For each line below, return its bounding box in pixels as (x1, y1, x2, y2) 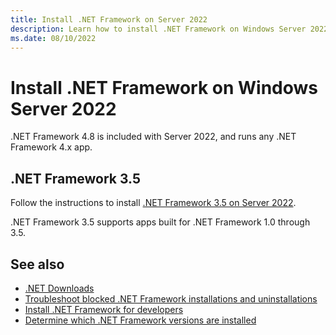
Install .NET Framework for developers (24, 303, 184, 315)
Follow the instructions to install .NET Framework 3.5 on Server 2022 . (10, 197, 297, 209)
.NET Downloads (24, 282, 95, 294)
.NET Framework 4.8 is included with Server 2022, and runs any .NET (10, 131, 297, 143)
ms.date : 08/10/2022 (10, 33, 97, 43)
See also (10, 256, 65, 273)
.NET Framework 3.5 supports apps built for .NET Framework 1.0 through (10, 216, 311, 228)
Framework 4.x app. (10, 141, 93, 153)
